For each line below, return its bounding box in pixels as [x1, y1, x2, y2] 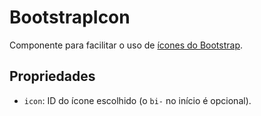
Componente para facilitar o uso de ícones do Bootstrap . [9, 39, 244, 51]
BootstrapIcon [9, 6, 131, 29]
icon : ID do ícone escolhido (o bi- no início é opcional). [23, 94, 252, 106]
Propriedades [9, 68, 96, 85]
